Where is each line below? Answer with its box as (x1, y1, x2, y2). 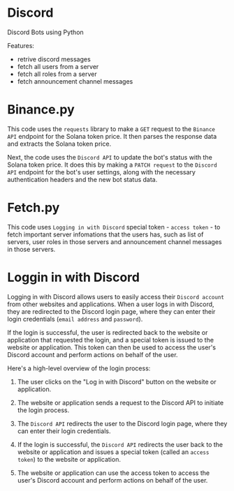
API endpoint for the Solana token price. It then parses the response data (7, 132, 217, 140)
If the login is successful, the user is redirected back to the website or (7, 328, 208, 336)
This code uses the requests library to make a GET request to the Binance (7, 124, 215, 133)
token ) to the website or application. (17, 455, 121, 463)
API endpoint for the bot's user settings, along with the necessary (7, 167, 196, 176)
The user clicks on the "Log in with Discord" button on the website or (17, 377, 217, 386)
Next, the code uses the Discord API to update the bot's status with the (7, 153, 213, 161)
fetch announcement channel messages (17, 77, 133, 85)
